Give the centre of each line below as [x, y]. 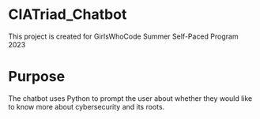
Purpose [37, 77]
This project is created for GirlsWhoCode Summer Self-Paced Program [123, 36]
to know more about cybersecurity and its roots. [87, 106]
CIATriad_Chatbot [68, 15]
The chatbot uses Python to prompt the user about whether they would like [130, 98]
